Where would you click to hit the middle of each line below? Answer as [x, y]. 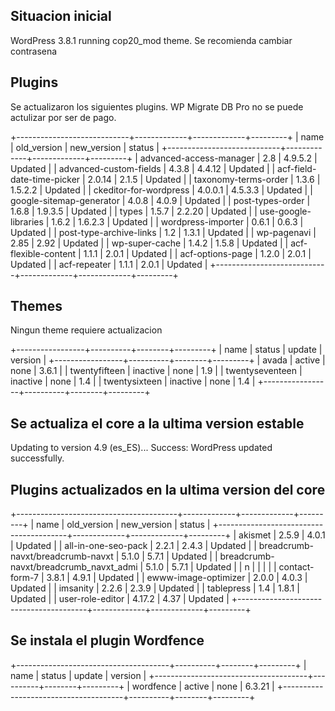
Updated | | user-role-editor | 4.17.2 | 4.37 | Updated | [120, 599]
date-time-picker [45, 179]
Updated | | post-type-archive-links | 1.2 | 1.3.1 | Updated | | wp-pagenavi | [163, 232]
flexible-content [43, 253]
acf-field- [297, 168]
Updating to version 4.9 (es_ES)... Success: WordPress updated [141, 448]
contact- [296, 567]
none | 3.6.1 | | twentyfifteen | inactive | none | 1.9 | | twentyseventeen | [156, 371]
